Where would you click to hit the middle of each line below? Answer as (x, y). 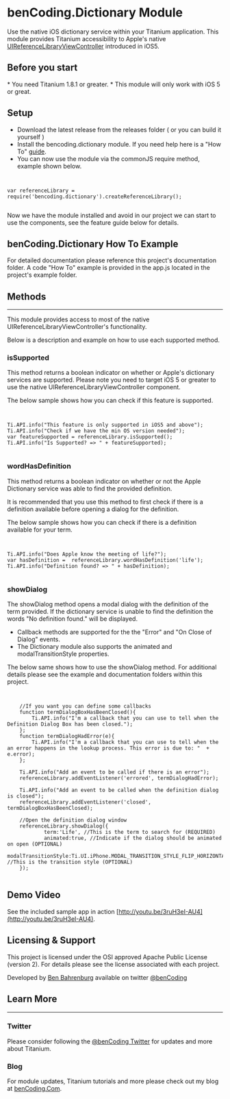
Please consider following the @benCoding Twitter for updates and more (110, 1041)
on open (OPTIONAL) (35, 844)
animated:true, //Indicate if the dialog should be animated (133, 838)
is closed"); (26, 796)
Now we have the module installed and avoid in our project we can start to (112, 215)
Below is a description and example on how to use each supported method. (114, 340)
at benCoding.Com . (35, 1089)
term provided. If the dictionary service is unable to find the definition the (110, 612)
